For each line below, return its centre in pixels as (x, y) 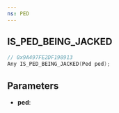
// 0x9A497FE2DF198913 (40, 58)
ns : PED (18, 14)
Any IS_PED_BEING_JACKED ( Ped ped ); (59, 64)
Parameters (33, 86)
